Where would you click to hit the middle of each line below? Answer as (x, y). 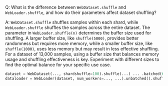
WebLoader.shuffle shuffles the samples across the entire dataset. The (78, 27)
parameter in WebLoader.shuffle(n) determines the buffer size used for (78, 33)
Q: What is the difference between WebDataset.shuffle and (66, 7)
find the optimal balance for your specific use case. (58, 65)
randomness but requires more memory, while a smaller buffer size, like (79, 43)
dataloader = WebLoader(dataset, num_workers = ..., (59, 78)
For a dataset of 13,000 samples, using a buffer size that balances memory (82, 54)
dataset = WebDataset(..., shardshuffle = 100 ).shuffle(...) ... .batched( (84, 74)
